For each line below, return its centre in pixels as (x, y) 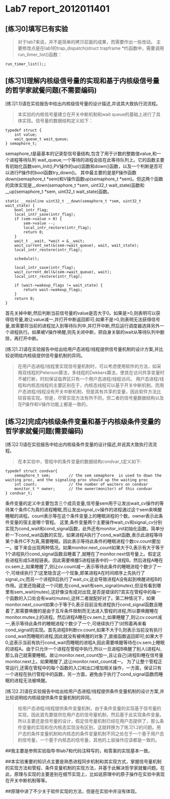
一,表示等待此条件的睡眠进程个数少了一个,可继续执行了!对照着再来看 (76, 623)
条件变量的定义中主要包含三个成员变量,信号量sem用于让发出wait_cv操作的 (82, 503)
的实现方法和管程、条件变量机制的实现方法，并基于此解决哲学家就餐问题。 (83, 768)
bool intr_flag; (32, 210)
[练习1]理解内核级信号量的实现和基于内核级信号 (79, 81)
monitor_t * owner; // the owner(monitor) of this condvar (83, 489)
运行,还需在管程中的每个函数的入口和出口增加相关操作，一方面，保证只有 (86, 668)
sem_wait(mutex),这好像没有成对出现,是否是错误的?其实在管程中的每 (85, 592)
